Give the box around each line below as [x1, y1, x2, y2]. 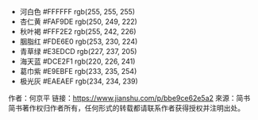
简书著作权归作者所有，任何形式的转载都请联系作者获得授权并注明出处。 [8, 103, 245, 113]
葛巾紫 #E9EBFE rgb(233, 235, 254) [19, 67, 137, 75]
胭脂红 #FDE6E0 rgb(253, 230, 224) [19, 37, 138, 46]
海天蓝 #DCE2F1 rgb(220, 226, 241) [19, 56, 136, 66]
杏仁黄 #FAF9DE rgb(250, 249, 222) [19, 17, 137, 26]
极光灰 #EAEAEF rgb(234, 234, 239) [19, 76, 139, 86]
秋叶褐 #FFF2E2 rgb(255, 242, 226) [19, 27, 137, 36]
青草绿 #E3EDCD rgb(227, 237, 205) [19, 47, 137, 56]
